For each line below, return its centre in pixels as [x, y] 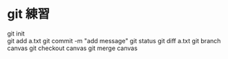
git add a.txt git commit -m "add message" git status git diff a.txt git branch [114, 40]
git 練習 [29, 14]
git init [16, 33]
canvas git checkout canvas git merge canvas [73, 48]
